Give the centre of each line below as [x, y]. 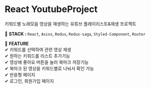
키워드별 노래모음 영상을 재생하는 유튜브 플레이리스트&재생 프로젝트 [70, 24]
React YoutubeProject [51, 9]
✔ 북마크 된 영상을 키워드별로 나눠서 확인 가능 [49, 68]
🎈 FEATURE [17, 43]
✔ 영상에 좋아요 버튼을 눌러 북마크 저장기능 [47, 62]
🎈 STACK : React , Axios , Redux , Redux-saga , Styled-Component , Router [75, 34]
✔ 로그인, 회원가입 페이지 [29, 81]
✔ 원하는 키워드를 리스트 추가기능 [37, 56]
